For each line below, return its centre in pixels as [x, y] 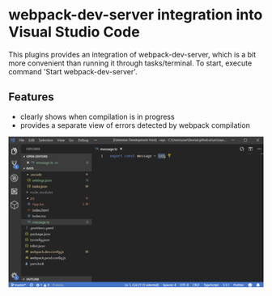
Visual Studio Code [74, 32]
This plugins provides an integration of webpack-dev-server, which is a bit [132, 54]
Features [31, 97]
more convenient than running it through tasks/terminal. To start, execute [130, 63]
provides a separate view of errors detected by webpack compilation [135, 125]
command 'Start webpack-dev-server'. [73, 71]
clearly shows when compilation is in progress [98, 116]
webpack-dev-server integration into [136, 15]
